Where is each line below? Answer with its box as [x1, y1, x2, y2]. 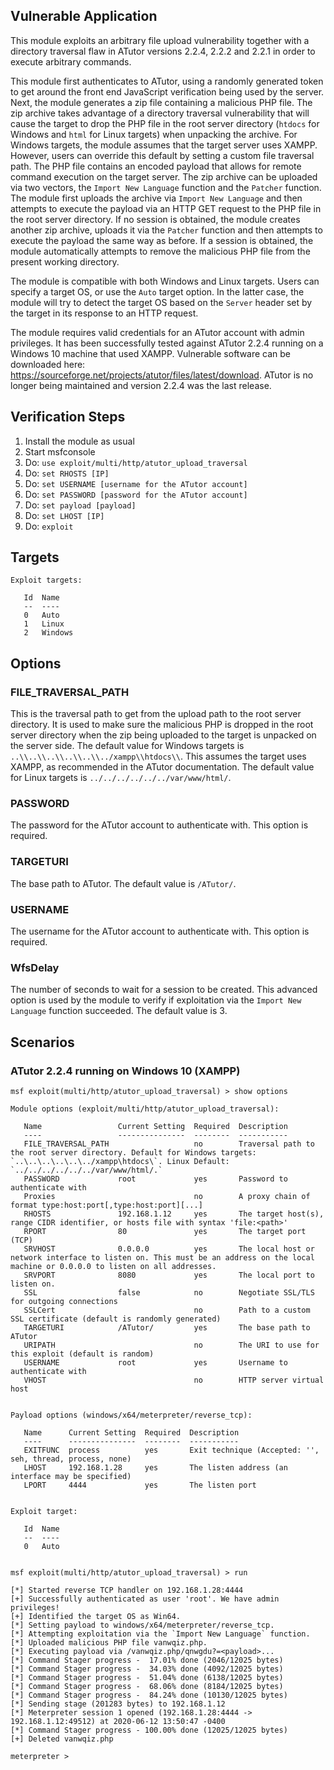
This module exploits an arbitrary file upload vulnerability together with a [10, 34, 310, 46]
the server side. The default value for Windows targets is [10, 740, 245, 752]
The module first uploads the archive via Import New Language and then [10, 192, 303, 204]
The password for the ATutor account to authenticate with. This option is [10, 819, 309, 831]
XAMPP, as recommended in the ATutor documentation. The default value [10, 761, 315, 773]
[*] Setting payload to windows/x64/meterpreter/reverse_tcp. [10, 1620, 275, 1630]
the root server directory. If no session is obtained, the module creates [10, 213, 301, 225]
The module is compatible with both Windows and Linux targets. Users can [10, 275, 320, 287]
